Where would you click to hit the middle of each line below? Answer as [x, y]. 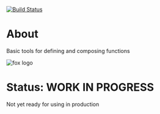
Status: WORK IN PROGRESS [80, 87]
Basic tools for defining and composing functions [68, 51]
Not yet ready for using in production [53, 104]
